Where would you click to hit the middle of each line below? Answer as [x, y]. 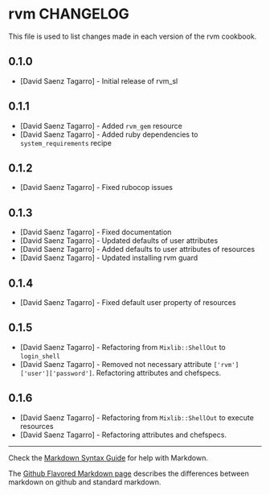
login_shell [40, 356]
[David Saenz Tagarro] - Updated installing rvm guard [109, 258]
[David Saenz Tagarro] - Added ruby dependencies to [109, 134]
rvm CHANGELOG [69, 14]
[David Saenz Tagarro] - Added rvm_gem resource [101, 126]
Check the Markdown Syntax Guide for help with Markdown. [108, 458]
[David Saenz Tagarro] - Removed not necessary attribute [116, 364]
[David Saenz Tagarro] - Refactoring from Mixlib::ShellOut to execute [137, 417]
